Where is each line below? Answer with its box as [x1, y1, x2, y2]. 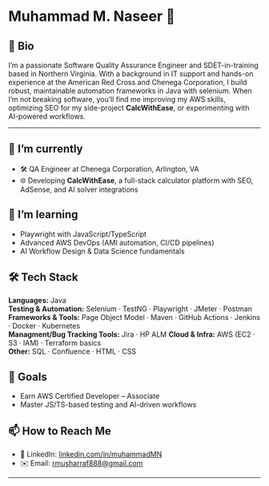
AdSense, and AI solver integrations [19, 184, 139, 194]
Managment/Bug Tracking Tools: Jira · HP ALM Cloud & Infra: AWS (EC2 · [8, 330, 255, 339]
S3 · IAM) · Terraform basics [8, 338, 102, 348]
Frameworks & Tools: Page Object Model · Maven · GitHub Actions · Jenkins [8, 313, 260, 322]
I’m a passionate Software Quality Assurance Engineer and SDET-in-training [8, 60, 259, 70]
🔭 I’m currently [8, 142, 83, 156]
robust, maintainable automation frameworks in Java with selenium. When [8, 86, 252, 95]
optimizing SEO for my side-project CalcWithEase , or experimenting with [8, 103, 250, 112]
